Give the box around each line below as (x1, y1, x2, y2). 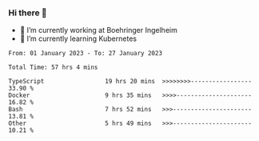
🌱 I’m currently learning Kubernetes (19, 34, 137, 43)
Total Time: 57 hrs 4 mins (8, 63, 98, 71)
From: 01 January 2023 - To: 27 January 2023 (8, 50, 162, 58)
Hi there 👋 (8, 7, 48, 18)
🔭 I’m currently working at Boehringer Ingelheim (19, 26, 177, 35)
